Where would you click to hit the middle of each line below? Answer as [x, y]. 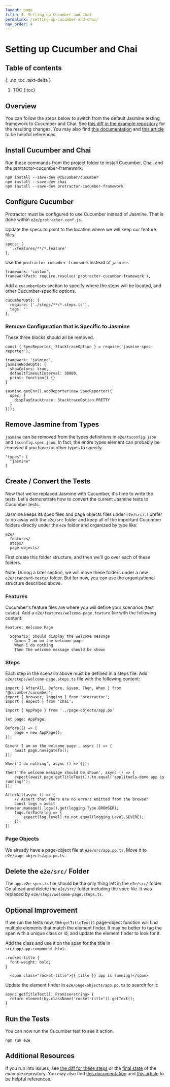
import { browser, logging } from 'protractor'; [58, 697]
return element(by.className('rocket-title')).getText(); [73, 999]
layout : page [19, 10]
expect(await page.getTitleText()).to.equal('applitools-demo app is [90, 777]
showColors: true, [29, 369]
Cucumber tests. [23, 504]
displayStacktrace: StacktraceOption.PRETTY [62, 400]
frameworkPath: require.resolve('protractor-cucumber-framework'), [78, 276]
